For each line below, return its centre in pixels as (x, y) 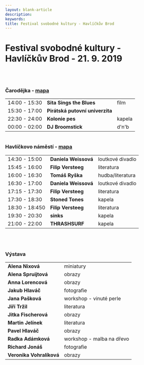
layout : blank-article (29, 10)
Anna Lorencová (28, 283)
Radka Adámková (29, 339)
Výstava (15, 254)
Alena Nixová (24, 266)
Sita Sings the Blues (71, 103)
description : (19, 14)
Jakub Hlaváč (24, 291)
